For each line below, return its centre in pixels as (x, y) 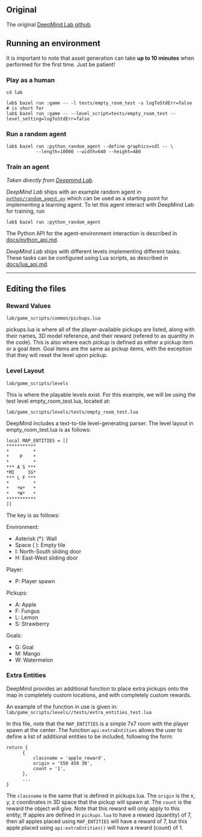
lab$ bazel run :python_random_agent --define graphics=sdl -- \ (90, 147)
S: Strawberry (32, 624)
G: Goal (24, 647)
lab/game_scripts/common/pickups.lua (54, 318)
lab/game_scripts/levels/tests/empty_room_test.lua (72, 412)
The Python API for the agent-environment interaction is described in (92, 233)
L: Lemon (26, 617)
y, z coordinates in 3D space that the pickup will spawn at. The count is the (99, 802)
